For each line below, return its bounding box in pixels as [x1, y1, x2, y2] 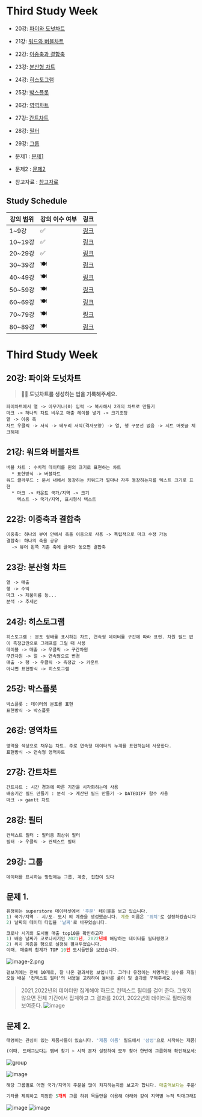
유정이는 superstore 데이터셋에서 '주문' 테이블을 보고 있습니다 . [6, 908, 148, 914]
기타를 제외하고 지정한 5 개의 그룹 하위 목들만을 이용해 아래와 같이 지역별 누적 [6, 1093, 174, 1100]
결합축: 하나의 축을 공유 [6, 538, 59, 544]
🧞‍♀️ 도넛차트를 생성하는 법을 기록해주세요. [20, 390, 118, 397]
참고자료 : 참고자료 [14, 178, 59, 185]
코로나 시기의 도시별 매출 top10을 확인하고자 [6, 930, 103, 936]
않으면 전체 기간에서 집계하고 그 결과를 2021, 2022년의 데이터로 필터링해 [20, 994, 192, 1002]
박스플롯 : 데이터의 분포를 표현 [6, 701, 74, 707]
